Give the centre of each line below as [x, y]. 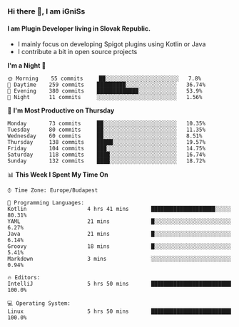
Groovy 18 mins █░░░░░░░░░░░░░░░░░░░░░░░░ [119, 246]
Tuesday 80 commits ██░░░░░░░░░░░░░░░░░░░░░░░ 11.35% [106, 130]
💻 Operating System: [39, 303]
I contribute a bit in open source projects [77, 52]
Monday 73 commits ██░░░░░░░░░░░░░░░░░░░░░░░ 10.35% [106, 124]
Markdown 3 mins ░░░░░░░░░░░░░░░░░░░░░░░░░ [119, 259]
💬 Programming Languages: [46, 203]
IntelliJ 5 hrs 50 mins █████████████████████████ [119, 284]
